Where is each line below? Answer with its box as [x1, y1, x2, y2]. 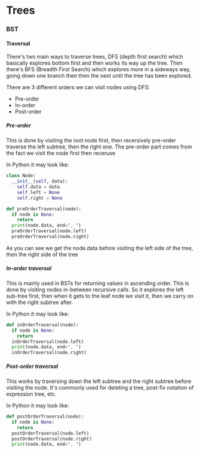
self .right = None [17, 195, 63, 201]
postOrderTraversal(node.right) [11, 436, 93, 442]
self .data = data [17, 184, 60, 190]
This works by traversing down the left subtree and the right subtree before [6, 378, 192, 385]
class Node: [6, 173, 36, 179]
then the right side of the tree [6, 251, 79, 258]
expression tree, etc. [6, 390, 57, 398]
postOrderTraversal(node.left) [11, 430, 90, 436]
